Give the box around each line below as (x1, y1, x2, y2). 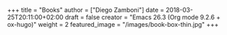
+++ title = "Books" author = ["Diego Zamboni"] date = (7, 6, 165, 14)
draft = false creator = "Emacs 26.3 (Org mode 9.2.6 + (65, 13, 221, 21)
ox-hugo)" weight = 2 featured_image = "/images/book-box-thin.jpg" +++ (7, 21, 219, 28)
